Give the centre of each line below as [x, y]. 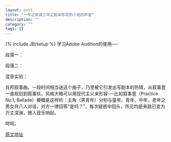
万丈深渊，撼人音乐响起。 [32, 113]
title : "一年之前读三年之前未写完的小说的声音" [50, 15]
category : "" [19, 24]
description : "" [22, 19]
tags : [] [15, 29]
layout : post [19, 10]
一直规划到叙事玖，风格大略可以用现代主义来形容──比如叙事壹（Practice [82, 94]
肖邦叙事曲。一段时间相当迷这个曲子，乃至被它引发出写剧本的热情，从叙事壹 [85, 88]
